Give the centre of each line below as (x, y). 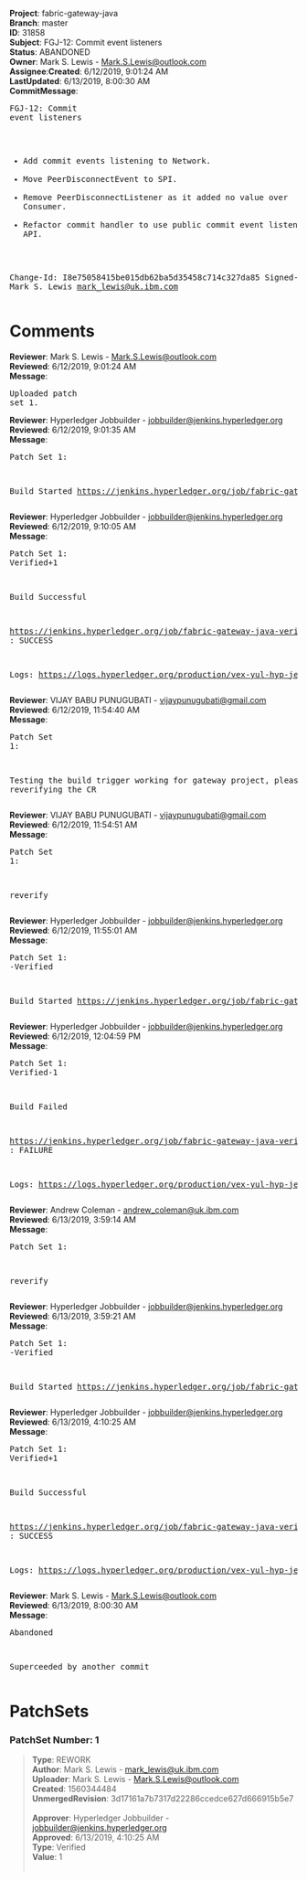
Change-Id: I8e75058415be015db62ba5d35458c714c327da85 (135, 278)
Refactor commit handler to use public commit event (143, 224)
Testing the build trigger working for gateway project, (140, 780)
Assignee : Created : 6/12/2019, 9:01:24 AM (89, 71)
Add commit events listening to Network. (117, 160)
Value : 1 (47, 1857)
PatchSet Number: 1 (54, 1740)
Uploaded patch (43, 393)
